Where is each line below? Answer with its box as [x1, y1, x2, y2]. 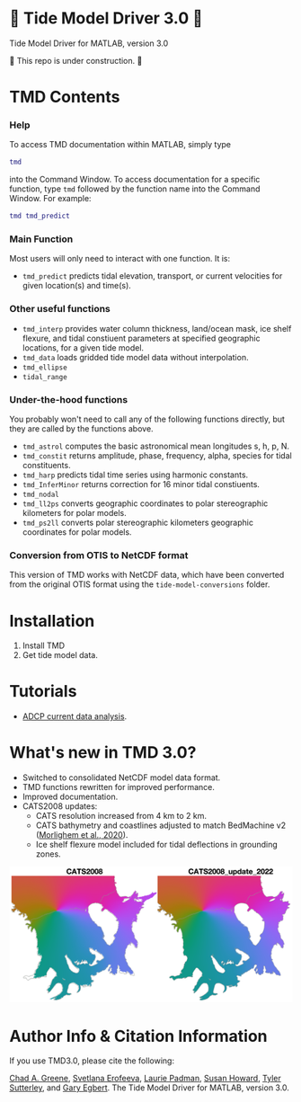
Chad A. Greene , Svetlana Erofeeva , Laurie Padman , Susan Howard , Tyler [9, 1073, 281, 1084]
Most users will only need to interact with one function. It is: [9, 253, 231, 264]
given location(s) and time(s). [22, 280, 132, 291]
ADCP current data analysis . [22, 711, 128, 722]
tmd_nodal [22, 490, 60, 500]
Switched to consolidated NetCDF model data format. [22, 772, 221, 783]
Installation [9, 610, 95, 631]
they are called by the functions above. [9, 423, 155, 434]
